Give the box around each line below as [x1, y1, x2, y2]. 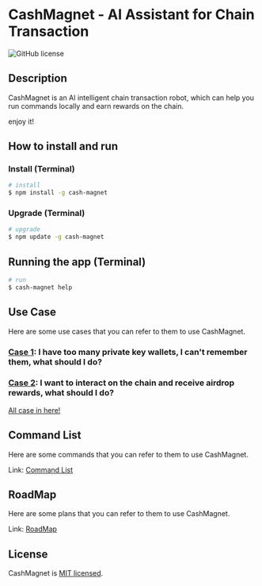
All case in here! [8, 405, 61, 414]
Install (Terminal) [8, 164, 75, 175]
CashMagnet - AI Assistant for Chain [8, 6, 255, 24]
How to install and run [8, 140, 119, 153]
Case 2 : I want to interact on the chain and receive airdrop [8, 377, 235, 388]
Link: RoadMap [8, 524, 58, 534]
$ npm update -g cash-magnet [8, 233, 104, 241]
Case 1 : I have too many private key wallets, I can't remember [8, 346, 248, 357]
